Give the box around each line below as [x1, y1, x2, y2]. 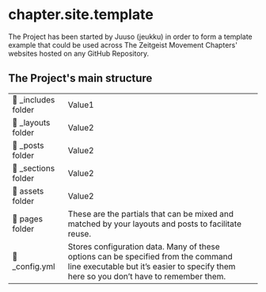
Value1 [67, 99, 94, 110]
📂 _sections [12, 163, 55, 174]
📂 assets [12, 185, 44, 196]
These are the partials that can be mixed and [67, 208, 234, 219]
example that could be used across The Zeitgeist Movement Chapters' [8, 40, 237, 49]
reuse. [67, 228, 92, 239]
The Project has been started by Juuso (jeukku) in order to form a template [8, 32, 253, 41]
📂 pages [12, 213, 44, 224]
